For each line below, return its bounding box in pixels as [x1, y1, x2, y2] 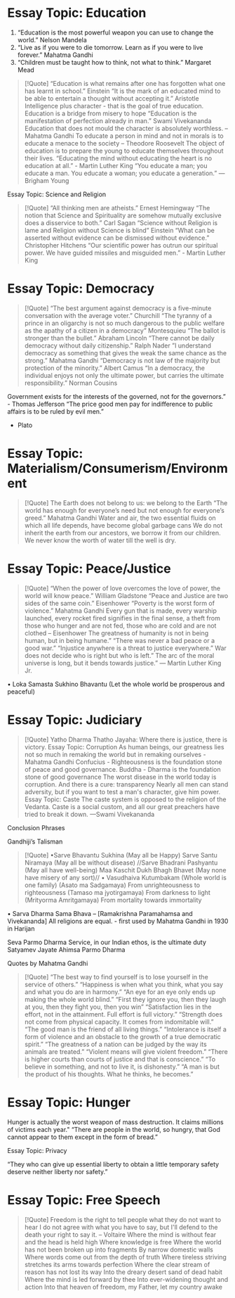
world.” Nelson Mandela [17, 35, 88, 44]
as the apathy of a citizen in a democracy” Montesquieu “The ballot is [24, 326, 226, 335]
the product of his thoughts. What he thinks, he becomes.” [24, 1069, 194, 1078]
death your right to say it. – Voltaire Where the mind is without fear [24, 1230, 217, 1239]
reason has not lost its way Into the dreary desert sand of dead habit [24, 1268, 223, 1276]
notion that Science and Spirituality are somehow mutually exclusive [24, 211, 222, 219]
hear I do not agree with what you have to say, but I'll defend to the [24, 1223, 218, 1231]
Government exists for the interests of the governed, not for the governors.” [7, 392, 226, 400]
